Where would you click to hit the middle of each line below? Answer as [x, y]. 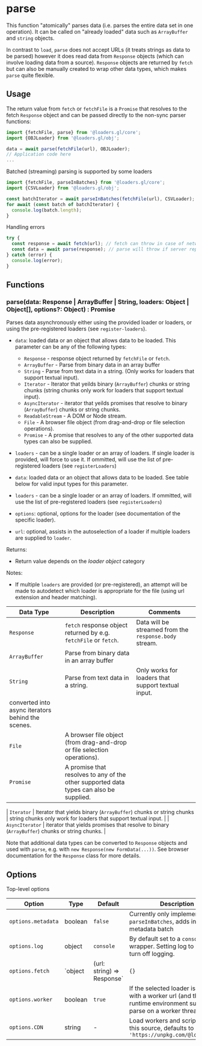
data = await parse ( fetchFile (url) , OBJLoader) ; [68, 149]
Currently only [149, 914]
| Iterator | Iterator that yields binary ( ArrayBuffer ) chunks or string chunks [100, 812]
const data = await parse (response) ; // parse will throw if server [99, 249]
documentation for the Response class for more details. [74, 856]
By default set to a [155, 939]
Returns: [17, 550]
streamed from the [162, 630]
